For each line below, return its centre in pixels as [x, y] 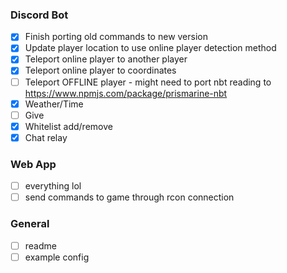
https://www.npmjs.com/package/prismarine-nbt [126, 93]
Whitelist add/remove [68, 126]
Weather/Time [54, 104]
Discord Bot [39, 15]
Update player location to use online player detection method [150, 48]
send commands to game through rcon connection [129, 197]
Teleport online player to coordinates [100, 70]
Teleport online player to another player [106, 59]
